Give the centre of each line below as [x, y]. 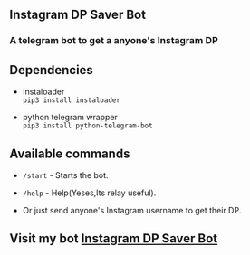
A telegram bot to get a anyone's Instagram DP [114, 41]
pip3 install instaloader [71, 100]
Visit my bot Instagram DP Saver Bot [114, 239]
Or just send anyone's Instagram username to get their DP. [132, 210]
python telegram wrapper [70, 118]
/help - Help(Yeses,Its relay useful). [89, 193]
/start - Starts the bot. [65, 175]
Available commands [70, 153]
